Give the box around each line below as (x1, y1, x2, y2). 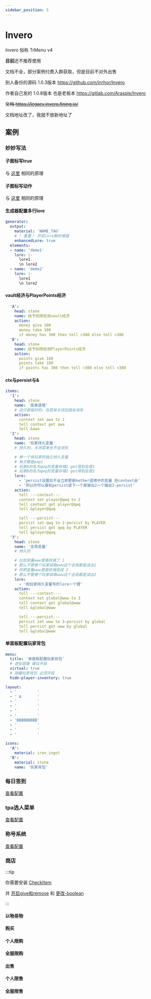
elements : (10, 243, 31, 248)
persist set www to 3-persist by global (18, 619, 106, 624)
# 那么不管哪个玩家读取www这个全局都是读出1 (14, 563, 97, 568)
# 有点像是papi (14, 459, 44, 464)
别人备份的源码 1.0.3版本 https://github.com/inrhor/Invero (5, 79, 125, 85)
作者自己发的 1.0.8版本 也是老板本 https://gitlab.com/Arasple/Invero (5, 90, 146, 96)
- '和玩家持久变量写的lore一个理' (18, 582, 83, 587)
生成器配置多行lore (5, 207, 45, 214)
